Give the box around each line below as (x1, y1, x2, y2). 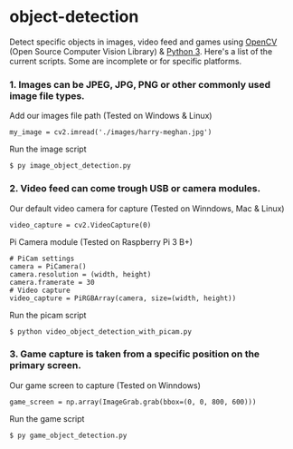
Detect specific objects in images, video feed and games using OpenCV (9, 36, 278, 47)
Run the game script (9, 413, 85, 424)
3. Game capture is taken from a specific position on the (9, 347, 260, 360)
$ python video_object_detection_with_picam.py (9, 327, 193, 337)
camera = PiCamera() (9, 261, 88, 271)
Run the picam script (9, 309, 87, 320)
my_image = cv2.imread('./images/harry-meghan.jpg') (9, 128, 213, 137)
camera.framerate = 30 (9, 278, 95, 287)
